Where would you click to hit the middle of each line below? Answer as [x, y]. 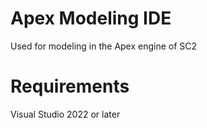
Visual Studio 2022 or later [65, 114]
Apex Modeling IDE [91, 18]
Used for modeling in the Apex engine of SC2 [104, 46]
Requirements [70, 86]
